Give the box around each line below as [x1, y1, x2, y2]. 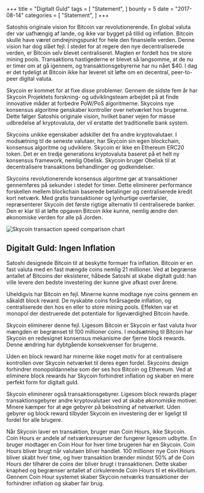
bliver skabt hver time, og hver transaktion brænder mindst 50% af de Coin [6, 453, 195, 461]
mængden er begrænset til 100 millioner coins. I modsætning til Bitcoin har [6, 328, 193, 335]
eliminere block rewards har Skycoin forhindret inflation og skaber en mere [6, 372, 194, 379]
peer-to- [171, 69, 193, 75]
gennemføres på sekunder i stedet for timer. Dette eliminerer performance [6, 182, 192, 188]
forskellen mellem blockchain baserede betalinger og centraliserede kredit [6, 188, 193, 195]
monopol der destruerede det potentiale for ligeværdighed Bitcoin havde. [6, 309, 190, 317]
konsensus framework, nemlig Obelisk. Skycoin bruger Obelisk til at [6, 157, 176, 164]
